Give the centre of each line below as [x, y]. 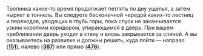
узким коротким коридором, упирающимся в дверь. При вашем [90, 27]
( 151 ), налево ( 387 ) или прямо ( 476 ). [54, 46]
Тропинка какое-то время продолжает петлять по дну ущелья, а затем [98, 9]
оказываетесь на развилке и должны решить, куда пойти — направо [95, 40]
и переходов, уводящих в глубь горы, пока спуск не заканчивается [94, 21]
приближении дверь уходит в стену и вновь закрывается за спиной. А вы [102, 34]
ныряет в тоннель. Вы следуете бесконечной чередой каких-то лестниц [100, 15]
